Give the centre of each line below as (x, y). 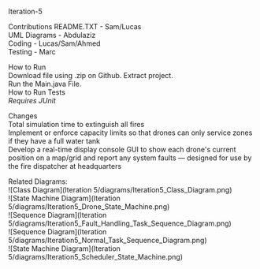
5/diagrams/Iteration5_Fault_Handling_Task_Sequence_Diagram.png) (120, 223)
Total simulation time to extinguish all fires (76, 124)
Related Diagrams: (38, 181)
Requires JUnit (32, 101)
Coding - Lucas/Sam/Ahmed (54, 43)
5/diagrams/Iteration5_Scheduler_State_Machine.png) (96, 257)
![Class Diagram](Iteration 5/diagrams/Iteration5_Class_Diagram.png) (120, 190)
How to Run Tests (37, 92)
